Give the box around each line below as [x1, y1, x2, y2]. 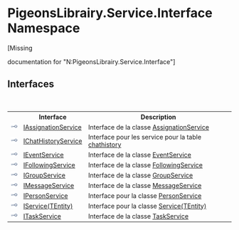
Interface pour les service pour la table [87, 133, 201, 142]
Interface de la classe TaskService [87, 211, 189, 220]
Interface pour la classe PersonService [87, 191, 202, 200]
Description [140, 113, 176, 122]
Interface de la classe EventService [87, 151, 192, 160]
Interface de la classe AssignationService [87, 122, 210, 131]
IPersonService [23, 191, 68, 200]
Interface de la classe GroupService [87, 171, 193, 179]
